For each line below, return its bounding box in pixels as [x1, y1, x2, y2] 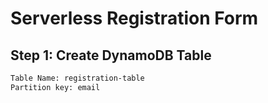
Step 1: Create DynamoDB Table [10, 47, 212, 64]
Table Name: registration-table [10, 73, 145, 83]
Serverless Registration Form [10, 7, 259, 30]
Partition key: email [10, 82, 101, 92]
